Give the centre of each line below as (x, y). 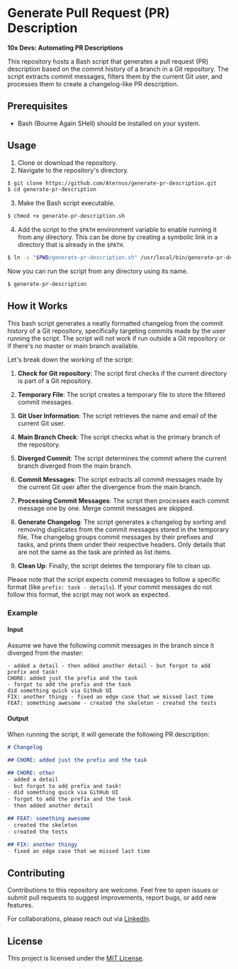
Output (18, 718)
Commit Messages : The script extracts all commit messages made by (120, 479)
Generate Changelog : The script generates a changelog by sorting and (122, 522)
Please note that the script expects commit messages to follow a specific (114, 579)
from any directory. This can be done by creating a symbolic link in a (118, 237)
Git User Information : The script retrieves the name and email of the (117, 415)
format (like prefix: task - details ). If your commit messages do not (110, 587)
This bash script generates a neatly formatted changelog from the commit (115, 323)
